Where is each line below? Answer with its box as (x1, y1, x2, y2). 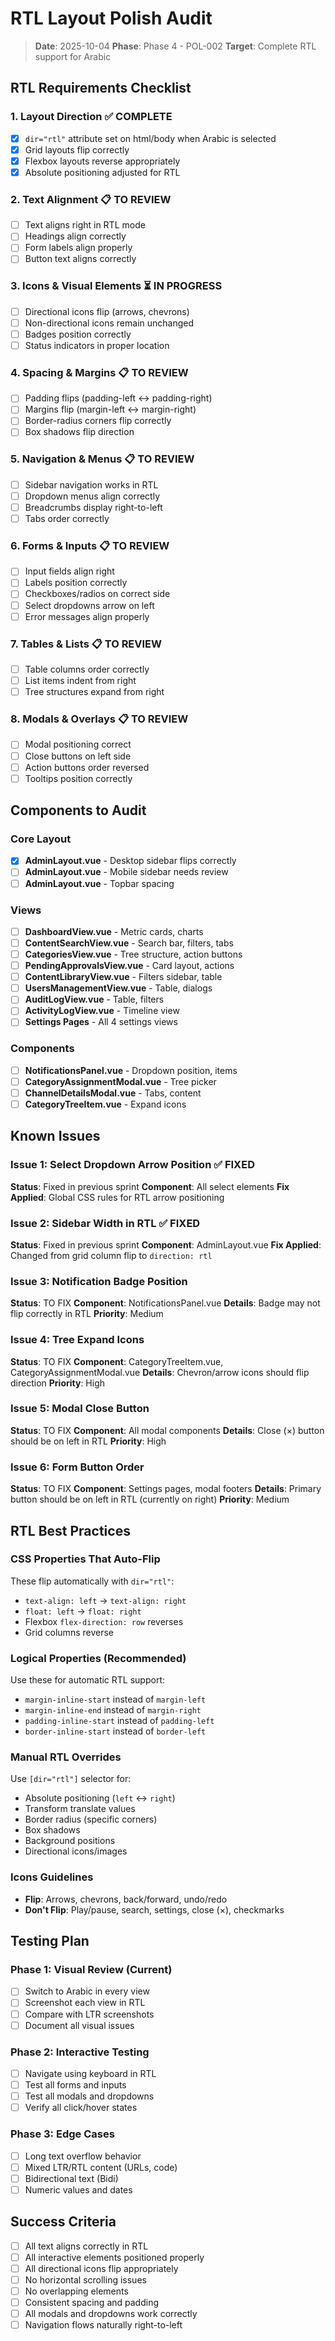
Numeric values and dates (24, 2183, 133, 2196)
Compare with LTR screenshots (24, 2008, 155, 2020)
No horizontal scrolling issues (24, 2273, 147, 2286)
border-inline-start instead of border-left (24, 1725, 207, 1737)
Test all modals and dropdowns (24, 2090, 155, 2102)
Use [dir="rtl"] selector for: (10, 1773, 132, 1785)
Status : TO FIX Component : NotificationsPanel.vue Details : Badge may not (10, 1297, 321, 1309)
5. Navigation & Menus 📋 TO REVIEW (10, 452, 195, 466)
